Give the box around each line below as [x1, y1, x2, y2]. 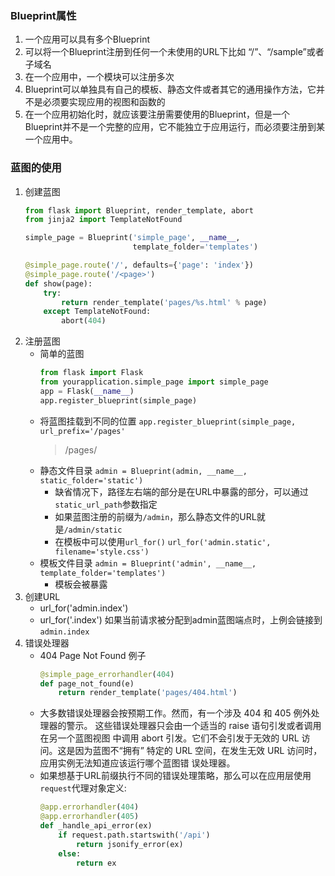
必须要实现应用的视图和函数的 [42, 96, 166, 108]
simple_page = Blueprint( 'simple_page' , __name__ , [24, 233, 241, 243]
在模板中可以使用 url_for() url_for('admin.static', [54, 535, 272, 547]
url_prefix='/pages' [39, 426, 126, 436]
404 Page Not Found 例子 [39, 649, 147, 661]
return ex [75, 858, 117, 868]
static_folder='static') [39, 475, 144, 486]
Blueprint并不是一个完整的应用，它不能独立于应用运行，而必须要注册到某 [24, 121, 326, 133]
